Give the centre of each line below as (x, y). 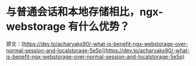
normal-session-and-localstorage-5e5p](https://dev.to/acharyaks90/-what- (98, 50)
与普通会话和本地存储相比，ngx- (85, 12)
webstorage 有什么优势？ (68, 27)
